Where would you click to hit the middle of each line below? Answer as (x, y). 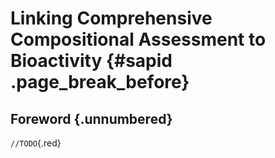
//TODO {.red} (36, 143)
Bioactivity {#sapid (91, 61)
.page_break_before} (100, 82)
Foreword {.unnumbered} (91, 118)
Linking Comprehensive (111, 18)
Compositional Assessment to (138, 39)
